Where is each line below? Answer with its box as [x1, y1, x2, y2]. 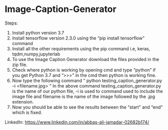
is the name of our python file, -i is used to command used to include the [12, 88, 163, 94]
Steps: [5, 20, 18, 26]
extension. [12, 98, 34, 104]
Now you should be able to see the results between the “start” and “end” [12, 104, 163, 110]
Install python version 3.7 [12, 29, 64, 35]
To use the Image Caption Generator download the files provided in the [12, 56, 159, 62]
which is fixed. [12, 109, 42, 115]
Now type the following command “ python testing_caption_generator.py [12, 77, 162, 83]
